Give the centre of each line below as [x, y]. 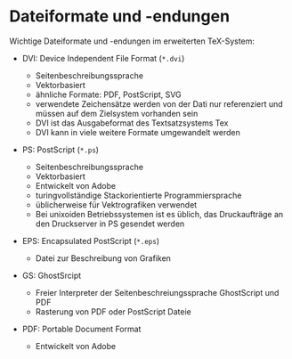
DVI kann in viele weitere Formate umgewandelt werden [138, 132]
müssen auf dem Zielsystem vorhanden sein [117, 113]
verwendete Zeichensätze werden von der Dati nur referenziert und [159, 103]
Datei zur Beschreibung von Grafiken [103, 258]
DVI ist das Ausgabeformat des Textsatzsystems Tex [132, 123]
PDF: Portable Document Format [81, 329]
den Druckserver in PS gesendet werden [110, 224]
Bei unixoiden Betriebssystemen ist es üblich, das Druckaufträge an [159, 214]
